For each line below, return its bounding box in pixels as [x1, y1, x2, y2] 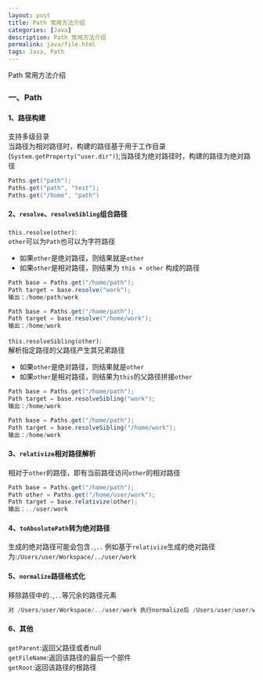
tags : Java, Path [8, 48, 65, 56]
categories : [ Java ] [8, 26, 72, 34]
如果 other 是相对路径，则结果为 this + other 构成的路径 [19, 263, 200, 272]
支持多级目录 [8, 132, 49, 141]
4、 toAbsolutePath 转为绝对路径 [8, 523, 110, 533]
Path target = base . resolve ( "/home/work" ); [8, 315, 153, 322]
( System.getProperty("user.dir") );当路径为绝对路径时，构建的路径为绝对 [8, 151, 244, 161]
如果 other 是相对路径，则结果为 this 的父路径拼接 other [19, 372, 193, 381]
